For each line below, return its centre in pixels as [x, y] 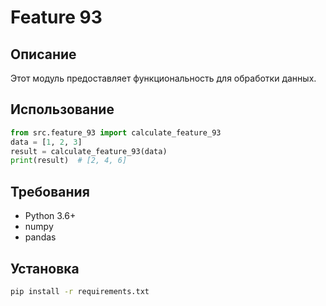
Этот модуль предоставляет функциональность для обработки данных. [163, 78]
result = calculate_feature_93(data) [89, 151]
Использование [62, 109]
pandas [40, 237]
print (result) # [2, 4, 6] [69, 161]
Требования [50, 191]
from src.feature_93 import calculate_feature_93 [116, 132]
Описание [43, 54]
